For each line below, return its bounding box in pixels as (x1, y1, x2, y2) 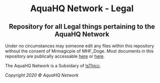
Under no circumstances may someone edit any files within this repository (5, 43, 155, 49)
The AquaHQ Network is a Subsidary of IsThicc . (5, 63, 101, 68)
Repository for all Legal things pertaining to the (9, 22, 155, 31)
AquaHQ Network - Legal (30, 3, 134, 14)
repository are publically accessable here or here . (5, 53, 105, 59)
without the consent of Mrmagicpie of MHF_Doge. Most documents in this (5, 48, 154, 54)
